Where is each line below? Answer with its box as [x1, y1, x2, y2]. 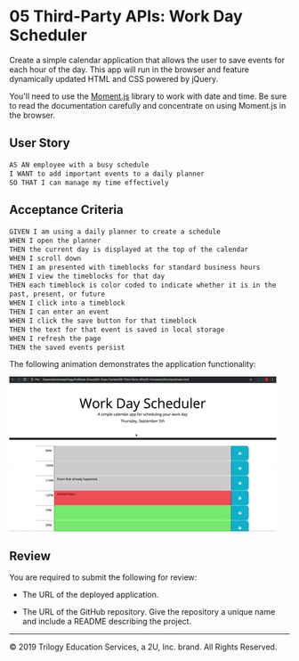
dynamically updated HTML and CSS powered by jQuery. [9, 73, 219, 84]
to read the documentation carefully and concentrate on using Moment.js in [9, 100, 287, 110]
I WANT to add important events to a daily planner [9, 169, 205, 178]
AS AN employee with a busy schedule [9, 160, 149, 169]
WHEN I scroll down [9, 254, 82, 263]
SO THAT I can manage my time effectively [9, 178, 169, 187]
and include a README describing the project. [21, 616, 192, 627]
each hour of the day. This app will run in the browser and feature [9, 64, 249, 75]
